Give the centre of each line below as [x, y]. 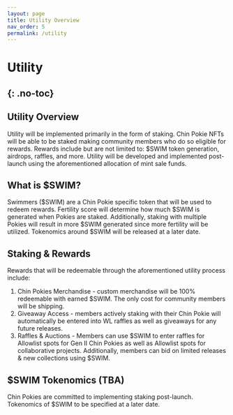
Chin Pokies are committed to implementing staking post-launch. [100, 397]
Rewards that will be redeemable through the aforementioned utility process [116, 271]
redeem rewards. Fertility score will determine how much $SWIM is [104, 209]
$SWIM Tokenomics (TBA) [66, 380]
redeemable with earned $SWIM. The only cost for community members [121, 299]
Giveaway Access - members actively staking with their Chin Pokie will [119, 314]
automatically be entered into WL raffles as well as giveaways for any [117, 321]
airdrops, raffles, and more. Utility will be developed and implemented [107, 156]
